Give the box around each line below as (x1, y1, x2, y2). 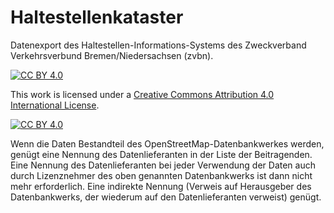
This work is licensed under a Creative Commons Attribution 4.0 (10, 88, 275, 100)
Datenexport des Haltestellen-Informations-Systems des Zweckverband (10, 39, 307, 51)
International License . (10, 99, 100, 111)
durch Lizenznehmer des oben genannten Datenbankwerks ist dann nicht (10, 169, 313, 181)
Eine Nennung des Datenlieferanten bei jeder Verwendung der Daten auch (10, 159, 316, 171)
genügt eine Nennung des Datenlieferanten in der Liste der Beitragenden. (10, 148, 313, 160)
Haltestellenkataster (10, 6, 184, 29)
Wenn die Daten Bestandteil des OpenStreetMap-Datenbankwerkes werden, (10, 137, 325, 150)
